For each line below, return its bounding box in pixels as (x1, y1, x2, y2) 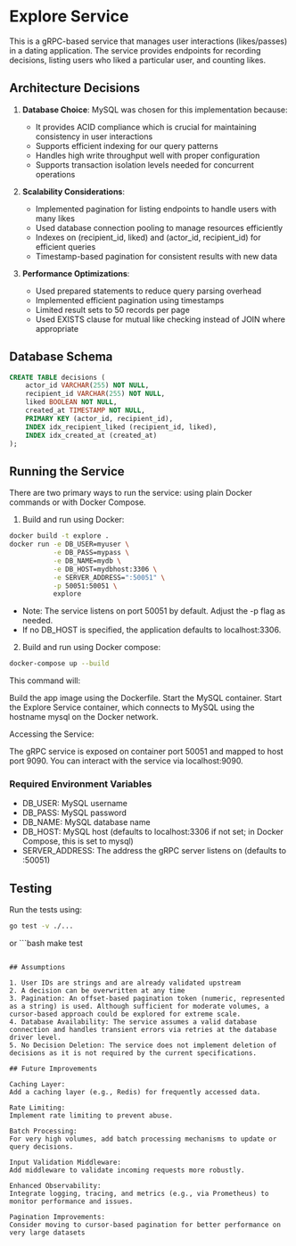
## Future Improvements (9, 1064, 98, 1074)
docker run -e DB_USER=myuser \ (9, 540, 129, 549)
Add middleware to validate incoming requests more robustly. (9, 1166, 245, 1175)
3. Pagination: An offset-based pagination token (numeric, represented (9, 994, 285, 1003)
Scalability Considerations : (21, 186, 125, 197)
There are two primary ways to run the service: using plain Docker (9, 488, 252, 499)
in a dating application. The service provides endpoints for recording (9, 45, 261, 55)
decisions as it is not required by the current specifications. (9, 1049, 257, 1058)
